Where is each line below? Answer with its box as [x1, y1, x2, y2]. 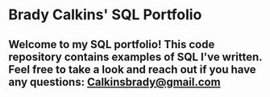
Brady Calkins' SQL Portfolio [8, 6, 202, 24]
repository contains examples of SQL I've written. [8, 50, 263, 63]
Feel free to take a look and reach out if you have [8, 63, 256, 76]
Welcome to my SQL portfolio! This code [8, 38, 215, 51]
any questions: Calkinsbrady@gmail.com [8, 75, 221, 89]
